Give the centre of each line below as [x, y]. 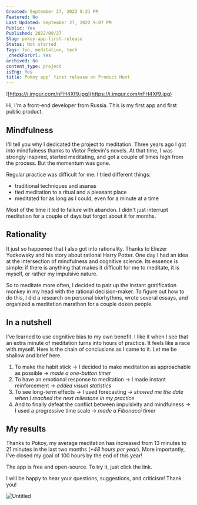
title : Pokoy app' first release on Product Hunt [68, 77]
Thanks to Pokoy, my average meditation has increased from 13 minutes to [96, 443]
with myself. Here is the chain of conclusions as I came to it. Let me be [92, 349]
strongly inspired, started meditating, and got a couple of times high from [95, 157]
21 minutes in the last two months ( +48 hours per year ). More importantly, [96, 449]
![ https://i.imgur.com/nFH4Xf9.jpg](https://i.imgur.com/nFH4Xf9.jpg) [89, 94]
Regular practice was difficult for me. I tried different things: [79, 174]
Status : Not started [31, 45]
